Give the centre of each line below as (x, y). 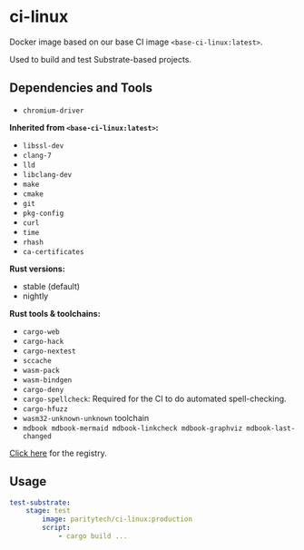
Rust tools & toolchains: (55, 313)
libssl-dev (43, 146)
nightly (35, 296)
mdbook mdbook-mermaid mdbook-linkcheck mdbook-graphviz (132, 428)
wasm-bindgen (47, 380)
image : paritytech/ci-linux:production (118, 519)
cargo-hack (43, 341)
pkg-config (43, 213)
